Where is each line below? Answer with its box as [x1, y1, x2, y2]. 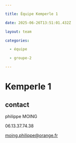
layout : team [5, 29, 32, 34]
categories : [5, 38, 29, 43]
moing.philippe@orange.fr [5, 133, 58, 138]
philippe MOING [5, 114, 38, 119]
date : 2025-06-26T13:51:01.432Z [5, 20, 71, 25]
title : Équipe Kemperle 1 [5, 11, 58, 16]
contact [5, 100, 29, 109]
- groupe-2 [9, 56, 32, 61]
